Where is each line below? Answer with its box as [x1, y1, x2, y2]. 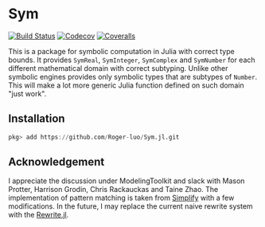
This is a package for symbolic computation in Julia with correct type [8, 46, 235, 56]
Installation [8, 112, 65, 126]
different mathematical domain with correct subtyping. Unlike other [8, 63, 228, 72]
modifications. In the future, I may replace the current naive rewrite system [8, 202, 253, 211]
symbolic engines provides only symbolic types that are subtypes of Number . [8, 72, 258, 81]
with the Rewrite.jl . [8, 210, 69, 220]
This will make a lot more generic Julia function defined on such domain [8, 80, 244, 90]
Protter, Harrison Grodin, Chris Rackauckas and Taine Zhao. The [8, 185, 219, 194]
